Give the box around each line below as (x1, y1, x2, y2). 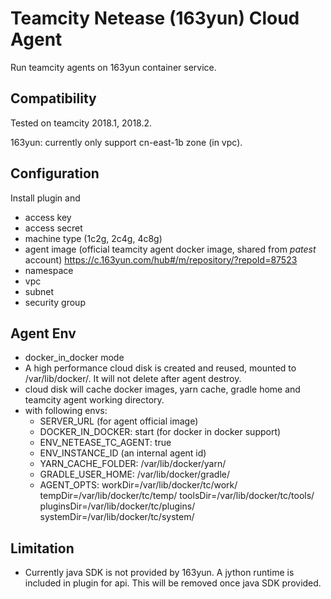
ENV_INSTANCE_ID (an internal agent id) (39, 447, 207, 459)
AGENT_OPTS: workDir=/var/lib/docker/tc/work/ (39, 479, 238, 491)
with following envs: (24, 405, 108, 417)
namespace (24, 264, 74, 276)
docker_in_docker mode (24, 352, 125, 364)
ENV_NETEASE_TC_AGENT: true (39, 437, 172, 449)
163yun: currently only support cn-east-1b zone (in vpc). (10, 136, 243, 148)
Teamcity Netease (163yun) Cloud (10, 7, 300, 30)
